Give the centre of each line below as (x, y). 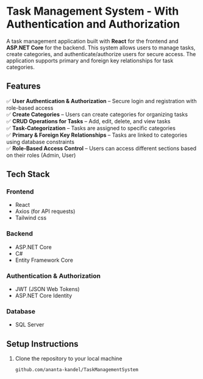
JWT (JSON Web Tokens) (48, 289)
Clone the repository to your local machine (69, 359)
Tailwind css (31, 218)
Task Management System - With (93, 11)
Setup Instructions (42, 344)
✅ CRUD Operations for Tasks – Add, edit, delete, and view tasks (88, 121)
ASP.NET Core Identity (44, 296)
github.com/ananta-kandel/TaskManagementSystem (77, 370)
